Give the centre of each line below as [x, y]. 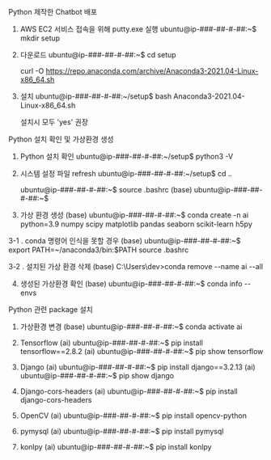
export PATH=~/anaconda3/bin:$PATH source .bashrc [99, 250]
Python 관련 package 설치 [51, 309]
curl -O [32, 71]
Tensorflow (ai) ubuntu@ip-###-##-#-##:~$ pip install [112, 343]
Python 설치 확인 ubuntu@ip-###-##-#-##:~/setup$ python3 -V [127, 156]
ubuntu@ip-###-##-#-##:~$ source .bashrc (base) [106, 190]
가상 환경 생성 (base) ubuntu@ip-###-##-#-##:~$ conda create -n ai [134, 215]
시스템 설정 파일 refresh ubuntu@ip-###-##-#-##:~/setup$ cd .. [126, 173]
